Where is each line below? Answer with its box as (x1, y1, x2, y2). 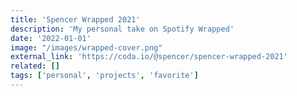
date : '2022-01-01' (10, 33, 92, 43)
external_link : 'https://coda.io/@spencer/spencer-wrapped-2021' (10, 52, 288, 62)
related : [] (10, 61, 60, 71)
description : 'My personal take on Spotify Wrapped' (10, 24, 235, 34)
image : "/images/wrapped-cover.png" (10, 42, 163, 53)
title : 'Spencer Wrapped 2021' (10, 14, 141, 25)
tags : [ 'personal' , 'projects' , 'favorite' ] (10, 71, 199, 81)
